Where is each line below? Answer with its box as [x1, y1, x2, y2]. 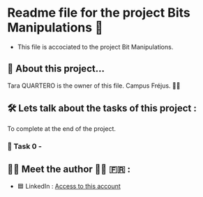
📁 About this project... [7, 63, 105, 74]
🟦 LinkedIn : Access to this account [17, 182, 121, 191]
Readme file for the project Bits [7, 5, 190, 21]
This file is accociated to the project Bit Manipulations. [17, 42, 174, 51]
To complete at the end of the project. [7, 124, 116, 133]
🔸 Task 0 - [7, 141, 42, 151]
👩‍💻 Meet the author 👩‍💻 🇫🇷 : [7, 163, 131, 175]
